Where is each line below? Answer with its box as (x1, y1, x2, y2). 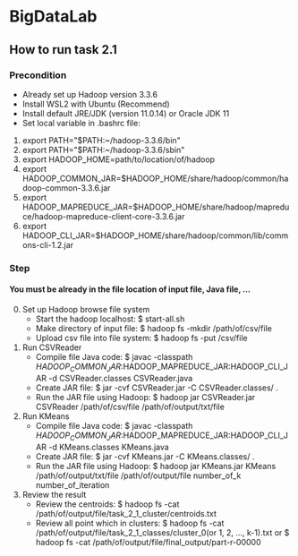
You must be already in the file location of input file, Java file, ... (9, 284, 251, 295)
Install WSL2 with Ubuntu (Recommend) (21, 98, 170, 109)
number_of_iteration (35, 479, 110, 490)
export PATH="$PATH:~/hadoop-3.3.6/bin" (21, 134, 181, 145)
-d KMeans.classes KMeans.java (48, 441, 170, 452)
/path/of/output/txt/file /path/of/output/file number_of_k (35, 470, 242, 481)
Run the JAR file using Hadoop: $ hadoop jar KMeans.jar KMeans (35, 460, 277, 471)
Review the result (21, 489, 87, 500)
